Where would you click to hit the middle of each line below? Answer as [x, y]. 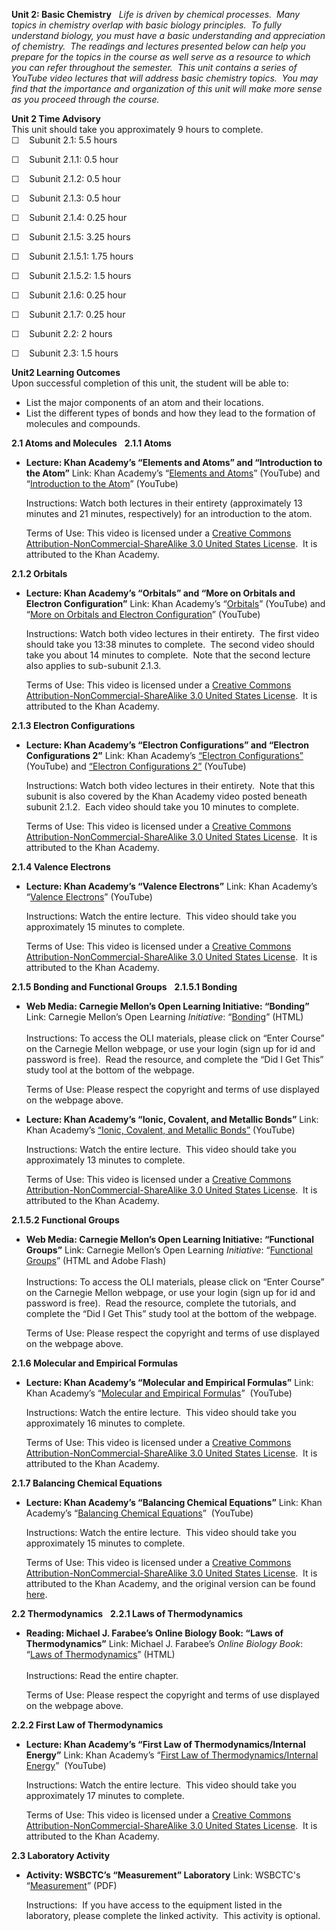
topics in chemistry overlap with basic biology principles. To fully [146, 25]
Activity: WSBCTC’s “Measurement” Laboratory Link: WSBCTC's [163, 1875]
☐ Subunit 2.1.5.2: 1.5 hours [71, 275]
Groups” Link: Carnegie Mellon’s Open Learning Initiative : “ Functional [169, 1250]
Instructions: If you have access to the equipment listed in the [154, 1905]
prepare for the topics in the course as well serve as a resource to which [161, 57]
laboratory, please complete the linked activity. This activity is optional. [173, 1915]
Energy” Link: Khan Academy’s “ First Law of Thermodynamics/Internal [172, 1755]
